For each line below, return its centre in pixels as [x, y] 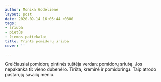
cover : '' [15, 46]
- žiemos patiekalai [26, 37]
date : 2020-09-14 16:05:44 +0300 [39, 19]
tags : [11, 23]
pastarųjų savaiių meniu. [30, 74]
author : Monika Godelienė [32, 10]
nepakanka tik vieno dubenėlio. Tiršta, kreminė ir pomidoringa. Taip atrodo [80, 69]
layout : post [18, 14]
